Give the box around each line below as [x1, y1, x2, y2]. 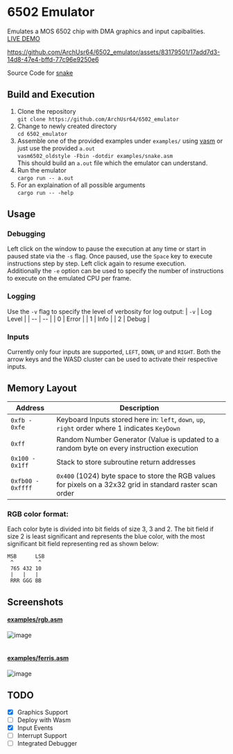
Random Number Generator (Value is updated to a [56, 435, 220, 444]
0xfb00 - [10, 477, 40, 485]
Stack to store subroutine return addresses [56, 457, 196, 466]
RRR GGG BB [10, 577, 42, 584]
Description [119, 403, 159, 412]
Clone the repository [17, 107, 76, 115]
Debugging [7, 229, 46, 239]
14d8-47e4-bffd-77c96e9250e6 [7, 55, 99, 63]
